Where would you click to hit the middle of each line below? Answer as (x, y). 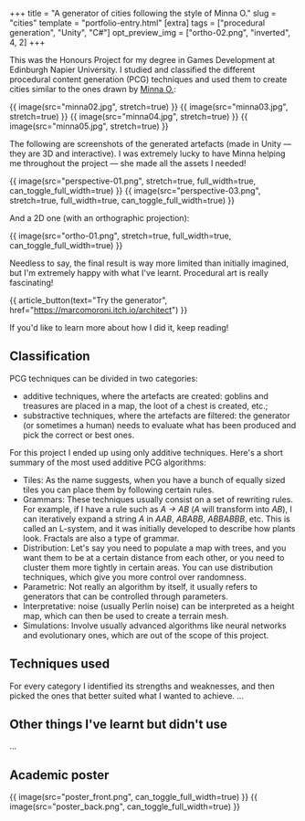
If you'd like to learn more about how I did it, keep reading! (119, 327)
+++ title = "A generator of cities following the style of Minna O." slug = (143, 13)
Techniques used (60, 664)
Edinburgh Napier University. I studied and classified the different (132, 69)
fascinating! (32, 283)
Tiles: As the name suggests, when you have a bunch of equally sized (154, 479)
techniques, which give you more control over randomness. (134, 577)
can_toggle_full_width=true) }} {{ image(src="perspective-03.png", (135, 190)
